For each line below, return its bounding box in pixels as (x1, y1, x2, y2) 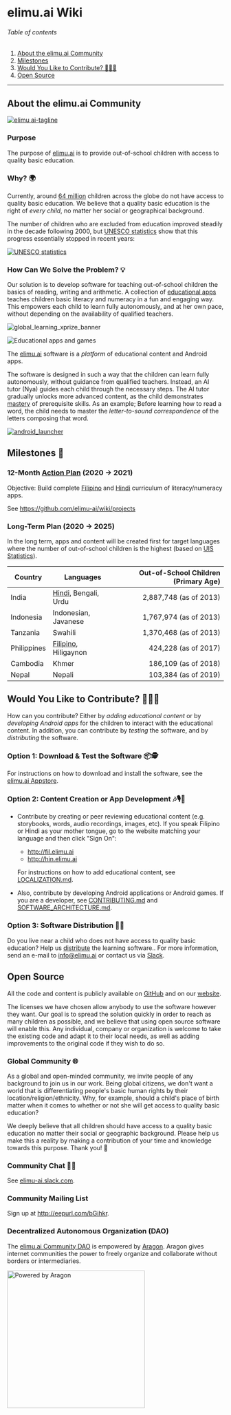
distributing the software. (7, 733, 79, 742)
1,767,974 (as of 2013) (142, 612, 221, 622)
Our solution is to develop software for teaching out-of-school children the (7, 281, 219, 289)
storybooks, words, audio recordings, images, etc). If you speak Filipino (16, 820, 220, 828)
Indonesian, (52, 608, 91, 618)
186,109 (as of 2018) (148, 659, 221, 669)
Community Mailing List (7, 1193, 89, 1203)
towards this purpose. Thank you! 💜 (7, 1143, 108, 1152)
